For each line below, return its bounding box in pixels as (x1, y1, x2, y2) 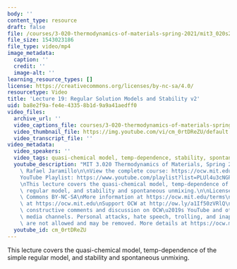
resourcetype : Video (7, 89, 68, 96)
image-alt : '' (13, 69, 55, 76)
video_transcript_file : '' (13, 134, 93, 142)
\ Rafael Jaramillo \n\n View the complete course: (20, 167, 169, 175)
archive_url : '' (13, 115, 61, 122)
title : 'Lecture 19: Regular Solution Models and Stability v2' (7, 96, 200, 103)
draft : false (7, 23, 46, 30)
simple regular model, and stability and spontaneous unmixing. (7, 253, 190, 261)
